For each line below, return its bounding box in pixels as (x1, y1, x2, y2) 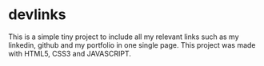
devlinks (8, 6, 66, 24)
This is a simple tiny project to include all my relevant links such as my (8, 32, 239, 41)
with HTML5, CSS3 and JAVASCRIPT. (8, 49, 132, 58)
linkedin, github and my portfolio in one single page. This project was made (8, 40, 256, 49)
